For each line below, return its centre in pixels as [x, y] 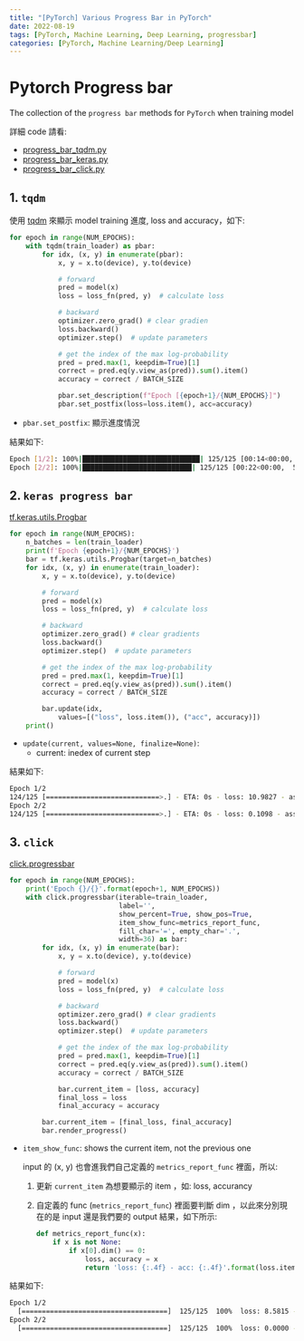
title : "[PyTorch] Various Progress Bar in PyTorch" [111, 18]
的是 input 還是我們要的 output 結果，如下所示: [131, 1216]
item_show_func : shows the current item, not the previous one [137, 1148]
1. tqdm [28, 197]
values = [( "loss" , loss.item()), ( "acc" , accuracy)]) [159, 718]
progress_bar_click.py [64, 169]
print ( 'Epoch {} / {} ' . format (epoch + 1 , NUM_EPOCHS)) [123, 889]
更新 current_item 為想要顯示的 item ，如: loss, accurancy [144, 1186]
